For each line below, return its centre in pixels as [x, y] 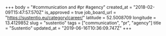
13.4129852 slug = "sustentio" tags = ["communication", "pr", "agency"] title [83, 23]
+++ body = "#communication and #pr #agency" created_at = [69, 7]
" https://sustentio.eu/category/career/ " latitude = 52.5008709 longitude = [81, 18]
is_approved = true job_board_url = [81, 12]
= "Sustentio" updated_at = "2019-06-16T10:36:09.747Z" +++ [68, 28]
